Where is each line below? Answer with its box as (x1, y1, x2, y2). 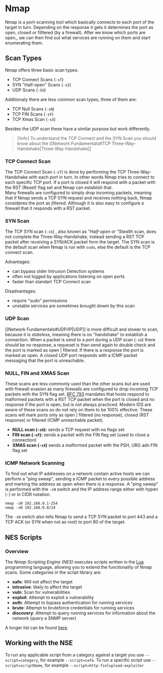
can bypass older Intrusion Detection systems (12, 269, 105, 274)
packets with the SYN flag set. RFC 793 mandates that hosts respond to (5, 391, 150, 397)
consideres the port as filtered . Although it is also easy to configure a (5, 200, 144, 206)
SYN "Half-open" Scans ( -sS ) (12, 82, 72, 88)
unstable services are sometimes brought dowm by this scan (12, 303, 135, 309)
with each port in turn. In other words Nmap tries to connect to (29, 174, 155, 180)
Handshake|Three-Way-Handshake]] (17, 145, 91, 152)
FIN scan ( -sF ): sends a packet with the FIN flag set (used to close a (12, 431, 150, 438)
